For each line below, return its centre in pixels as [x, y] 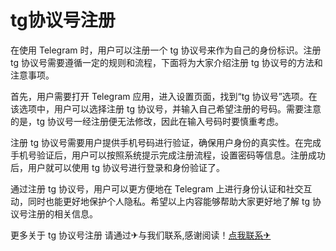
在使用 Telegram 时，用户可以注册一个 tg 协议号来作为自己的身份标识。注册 [166, 50]
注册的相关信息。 [62, 213]
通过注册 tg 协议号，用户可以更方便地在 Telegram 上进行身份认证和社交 [157, 188]
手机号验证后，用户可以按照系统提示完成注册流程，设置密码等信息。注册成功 [168, 155]
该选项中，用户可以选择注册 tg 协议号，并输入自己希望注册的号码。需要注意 [166, 108]
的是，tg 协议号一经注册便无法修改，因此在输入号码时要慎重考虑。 [147, 121]
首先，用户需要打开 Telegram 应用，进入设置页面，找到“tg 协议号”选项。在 [164, 96]
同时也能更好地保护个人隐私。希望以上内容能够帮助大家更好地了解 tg [168, 201]
